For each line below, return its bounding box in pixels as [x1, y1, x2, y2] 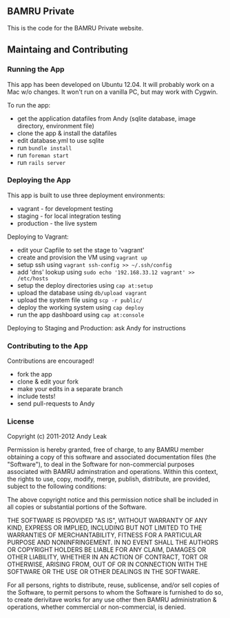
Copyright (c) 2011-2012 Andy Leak [7, 432, 107, 441]
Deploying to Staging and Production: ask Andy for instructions [7, 323, 186, 332]
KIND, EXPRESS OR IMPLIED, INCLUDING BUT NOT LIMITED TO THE [7, 524, 202, 532]
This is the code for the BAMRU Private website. [7, 23, 144, 32]
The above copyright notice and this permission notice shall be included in [7, 496, 218, 504]
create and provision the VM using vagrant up [17, 253, 148, 261]
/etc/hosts [17, 275, 49, 282]
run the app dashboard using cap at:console [17, 310, 145, 319]
